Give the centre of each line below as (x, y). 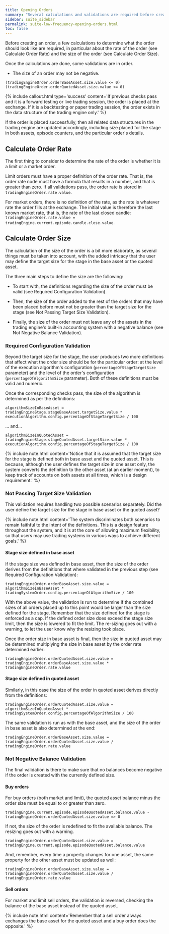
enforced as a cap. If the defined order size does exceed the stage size (79, 618)
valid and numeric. (24, 384)
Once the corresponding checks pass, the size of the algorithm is (73, 393)
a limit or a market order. (31, 166)
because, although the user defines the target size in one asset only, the (80, 464)
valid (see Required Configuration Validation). (60, 291)
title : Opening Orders (29, 10)
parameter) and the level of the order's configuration (60, 373)
